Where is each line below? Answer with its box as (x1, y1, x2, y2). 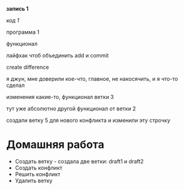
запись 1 (6, 5, 29, 12)
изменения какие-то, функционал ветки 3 (6, 93, 114, 100)
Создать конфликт (14, 164, 63, 171)
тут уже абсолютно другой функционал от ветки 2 (6, 105, 136, 112)
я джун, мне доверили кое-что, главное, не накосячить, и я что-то (6, 75, 178, 82)
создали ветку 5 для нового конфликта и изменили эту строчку (6, 117, 171, 124)
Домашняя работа (6, 138, 104, 151)
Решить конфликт (14, 170, 61, 177)
